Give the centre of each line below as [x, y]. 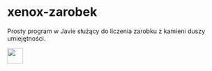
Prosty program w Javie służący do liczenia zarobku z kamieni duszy [106, 31]
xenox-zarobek [52, 12]
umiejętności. [26, 38]
